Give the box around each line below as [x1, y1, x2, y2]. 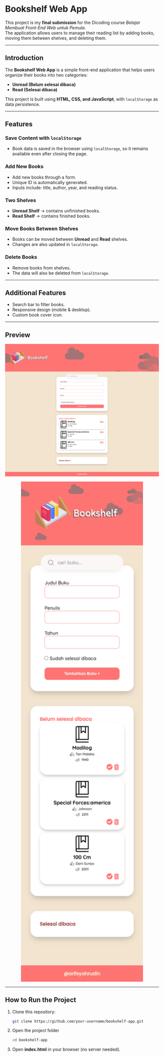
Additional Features [5, 289, 66, 297]
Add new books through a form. [12, 174, 77, 180]
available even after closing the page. [12, 151, 88, 157]
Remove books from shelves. [12, 265, 71, 270]
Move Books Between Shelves [5, 225, 79, 232]
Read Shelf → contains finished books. [12, 213, 91, 219]
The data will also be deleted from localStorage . [12, 270, 110, 276]
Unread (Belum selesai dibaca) [12, 82, 76, 87]
